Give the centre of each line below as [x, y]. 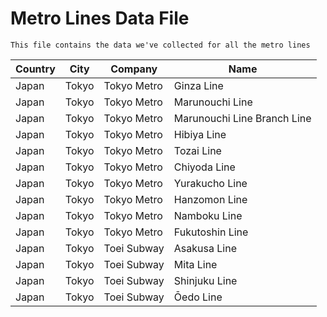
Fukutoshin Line [211, 232]
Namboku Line [208, 215]
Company [134, 69]
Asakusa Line [205, 248]
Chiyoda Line [204, 167]
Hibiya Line [200, 134]
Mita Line [195, 264]
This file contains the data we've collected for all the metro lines [160, 45]
